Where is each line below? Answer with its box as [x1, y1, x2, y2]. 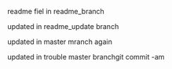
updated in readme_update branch [7, 22, 119, 31]
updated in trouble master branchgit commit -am [7, 53, 165, 61]
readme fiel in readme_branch [7, 7, 105, 16]
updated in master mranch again [7, 37, 113, 46]
